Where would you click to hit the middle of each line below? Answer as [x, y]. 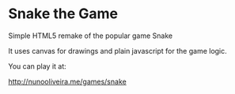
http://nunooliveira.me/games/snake [67, 81]
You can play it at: [38, 66]
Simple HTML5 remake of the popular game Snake [90, 36]
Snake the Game [63, 14]
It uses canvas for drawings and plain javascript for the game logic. [117, 51]
